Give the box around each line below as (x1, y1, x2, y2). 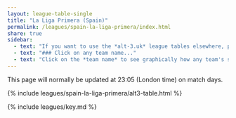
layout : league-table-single (7, 10, 93, 18)
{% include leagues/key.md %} (7, 103, 97, 111)
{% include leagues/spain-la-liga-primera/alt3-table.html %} (7, 88, 183, 97)
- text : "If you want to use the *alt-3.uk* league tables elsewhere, (13, 43, 225, 50)
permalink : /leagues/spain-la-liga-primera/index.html (7, 23, 171, 30)
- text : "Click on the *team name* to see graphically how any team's (13, 56, 225, 63)
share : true (7, 29, 42, 37)
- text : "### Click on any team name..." (13, 50, 137, 57)
